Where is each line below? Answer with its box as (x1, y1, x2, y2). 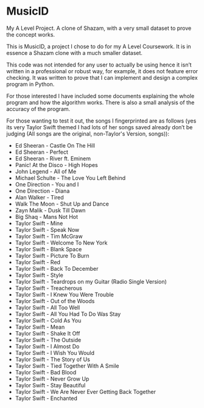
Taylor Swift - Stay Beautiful (15, 381, 86, 388)
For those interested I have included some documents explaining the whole (6, 92, 195, 99)
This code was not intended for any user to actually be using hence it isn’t (6, 61, 192, 68)
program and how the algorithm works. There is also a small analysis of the (6, 99, 195, 106)
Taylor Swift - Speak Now (15, 226, 80, 233)
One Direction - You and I (15, 181, 79, 188)
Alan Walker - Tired (15, 193, 64, 201)
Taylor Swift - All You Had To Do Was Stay (15, 310, 121, 318)
